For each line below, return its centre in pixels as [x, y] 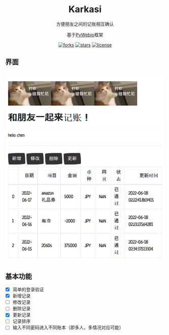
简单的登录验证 [28, 289]
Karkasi [85, 9]
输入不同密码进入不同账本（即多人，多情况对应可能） [68, 327]
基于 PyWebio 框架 [85, 34]
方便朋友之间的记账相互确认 [85, 24]
